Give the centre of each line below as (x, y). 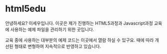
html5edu (26, 9)
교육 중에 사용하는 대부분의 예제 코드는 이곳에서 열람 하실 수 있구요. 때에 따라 (80, 40)
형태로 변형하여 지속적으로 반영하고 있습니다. (58, 46)
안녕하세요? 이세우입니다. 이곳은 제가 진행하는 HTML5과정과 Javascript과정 (79, 23)
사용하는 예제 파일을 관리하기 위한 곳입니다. (52, 29)
